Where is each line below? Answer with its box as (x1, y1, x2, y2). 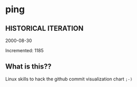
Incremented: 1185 (5, 48, 44, 53)
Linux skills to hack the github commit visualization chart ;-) (5, 76, 133, 82)
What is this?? (5, 62, 52, 71)
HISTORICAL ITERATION (5, 24, 84, 33)
